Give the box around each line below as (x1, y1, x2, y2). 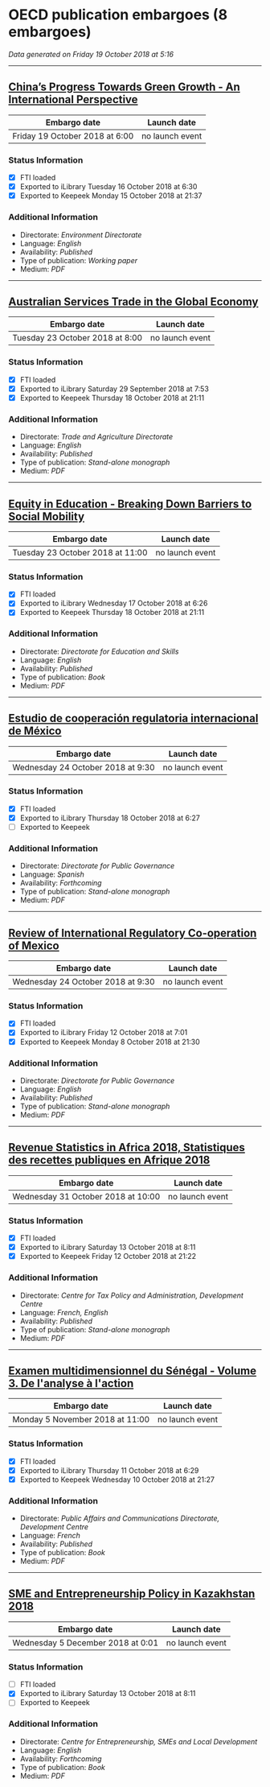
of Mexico (8, 939, 59, 952)
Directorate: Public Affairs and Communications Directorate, (19, 1513, 220, 1523)
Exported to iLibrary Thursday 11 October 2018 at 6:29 (19, 1465, 199, 1475)
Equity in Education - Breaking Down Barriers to (8, 497, 252, 510)
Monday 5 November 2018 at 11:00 (12, 1414, 150, 1426)
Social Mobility (8, 510, 85, 523)
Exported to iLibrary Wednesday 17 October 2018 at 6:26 (19, 598, 208, 609)
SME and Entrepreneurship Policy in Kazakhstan (8, 1587, 256, 1601)
